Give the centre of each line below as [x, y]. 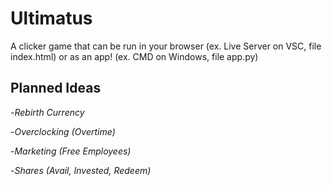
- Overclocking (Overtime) [63, 131]
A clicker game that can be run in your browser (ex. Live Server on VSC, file [166, 46]
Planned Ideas [56, 88]
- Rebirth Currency [47, 112]
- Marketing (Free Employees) [71, 151]
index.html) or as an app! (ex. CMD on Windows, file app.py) [134, 56]
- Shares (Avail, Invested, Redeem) [81, 170]
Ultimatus [51, 18]
